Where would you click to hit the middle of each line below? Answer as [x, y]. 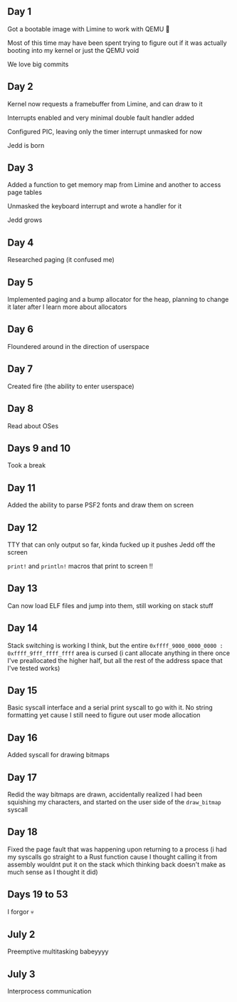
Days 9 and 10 [39, 448]
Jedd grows [25, 220]
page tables [25, 193]
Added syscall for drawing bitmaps [59, 755]
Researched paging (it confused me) [61, 260]
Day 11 [21, 488]
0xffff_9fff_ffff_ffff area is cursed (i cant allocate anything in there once [119, 653]
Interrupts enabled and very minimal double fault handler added [101, 118]
